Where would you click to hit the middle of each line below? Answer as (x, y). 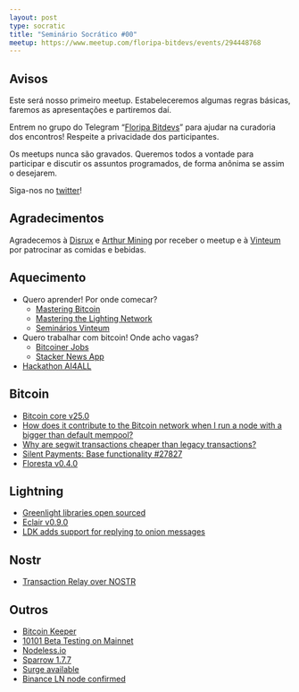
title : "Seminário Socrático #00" (74, 34)
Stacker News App (70, 356)
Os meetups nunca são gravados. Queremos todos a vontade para (132, 154)
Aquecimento (48, 278)
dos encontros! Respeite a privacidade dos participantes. (114, 137)
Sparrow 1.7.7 (46, 660)
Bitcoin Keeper (49, 631)
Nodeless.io (44, 650)
